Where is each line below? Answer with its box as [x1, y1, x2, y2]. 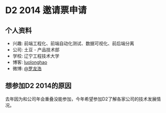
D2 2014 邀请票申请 [5, 5, 87, 16]
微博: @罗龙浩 [12, 66, 42, 71]
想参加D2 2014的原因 [5, 81, 72, 90]
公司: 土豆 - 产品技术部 [12, 47, 60, 53]
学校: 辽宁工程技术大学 [12, 53, 59, 59]
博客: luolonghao [12, 59, 48, 65]
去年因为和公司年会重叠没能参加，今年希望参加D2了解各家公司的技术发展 [5, 96, 157, 102]
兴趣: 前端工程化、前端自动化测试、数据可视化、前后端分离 [12, 41, 134, 46]
